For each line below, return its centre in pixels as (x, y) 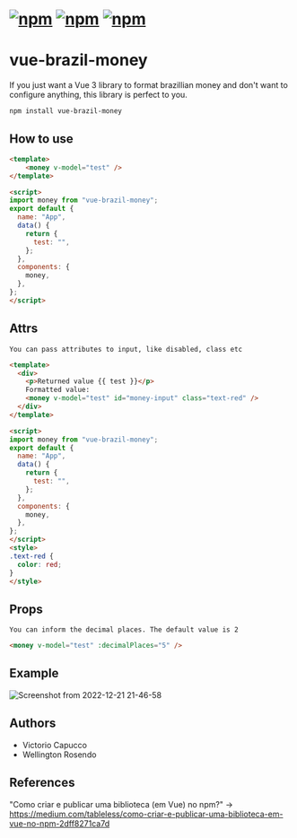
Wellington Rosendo (59, 755)
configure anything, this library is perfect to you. (99, 95)
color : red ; (40, 564)
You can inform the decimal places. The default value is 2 (124, 630)
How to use (41, 139)
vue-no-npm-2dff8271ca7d (60, 823)
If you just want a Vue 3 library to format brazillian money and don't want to (149, 85)
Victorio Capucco (55, 745)
